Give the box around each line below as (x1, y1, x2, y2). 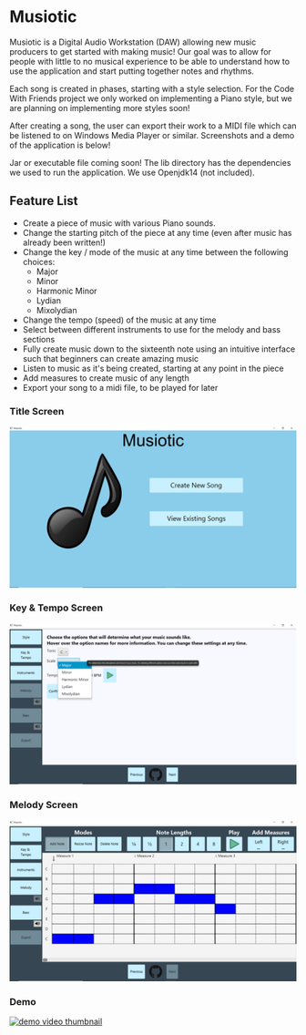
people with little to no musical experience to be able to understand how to (9, 56, 290, 67)
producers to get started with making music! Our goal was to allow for (9, 46, 271, 56)
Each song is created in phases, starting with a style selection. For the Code (9, 83, 294, 94)
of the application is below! (9, 139, 111, 150)
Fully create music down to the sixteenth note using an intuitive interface (22, 343, 296, 354)
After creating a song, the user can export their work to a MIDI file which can (9, 120, 297, 131)
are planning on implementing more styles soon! (9, 102, 190, 113)
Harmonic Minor (36, 285, 97, 296)
